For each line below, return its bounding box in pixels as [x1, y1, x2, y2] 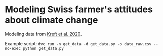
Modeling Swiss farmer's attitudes [5, 4, 153, 15]
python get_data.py [23, 46, 64, 51]
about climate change [5, 14, 98, 26]
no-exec [5, 46, 21, 51]
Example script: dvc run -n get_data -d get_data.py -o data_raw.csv [5, 40, 152, 46]
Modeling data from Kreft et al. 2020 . [5, 31, 82, 37]
